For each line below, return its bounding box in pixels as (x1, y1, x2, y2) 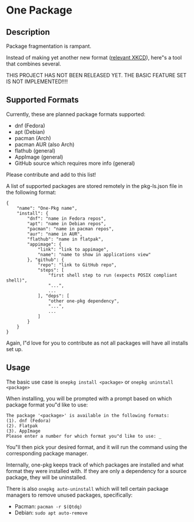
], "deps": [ (37, 293, 69, 299)
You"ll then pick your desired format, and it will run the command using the (6, 443, 188, 451)
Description (6, 27, 50, 37)
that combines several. (6, 60, 62, 67)
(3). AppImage (6, 428, 41, 434)
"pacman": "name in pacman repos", (27, 226, 115, 232)
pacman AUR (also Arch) (14, 141, 75, 148)
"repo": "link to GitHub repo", (37, 262, 117, 268)
